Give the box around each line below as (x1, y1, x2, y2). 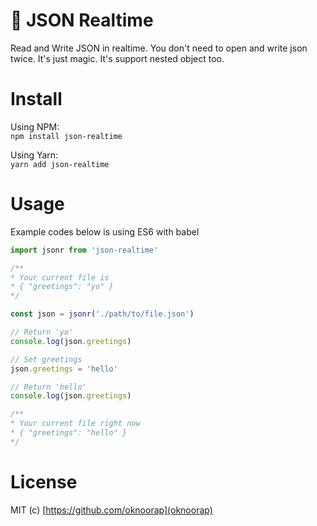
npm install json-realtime (10, 131, 123, 141)
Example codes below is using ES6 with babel (10, 225, 200, 238)
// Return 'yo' (10, 327, 74, 338)
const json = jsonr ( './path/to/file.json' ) (10, 309, 195, 319)
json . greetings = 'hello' (10, 364, 118, 374)
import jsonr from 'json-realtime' (10, 245, 159, 255)
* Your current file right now (10, 419, 141, 429)
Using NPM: (10, 120, 60, 133)
